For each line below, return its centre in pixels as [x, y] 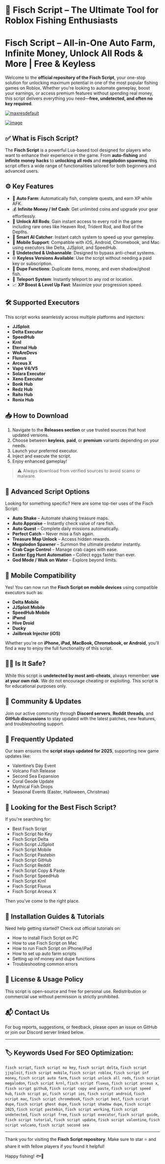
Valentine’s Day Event [34, 766]
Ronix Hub [23, 399]
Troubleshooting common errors [45, 964]
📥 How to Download [37, 415]
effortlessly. [24, 216]
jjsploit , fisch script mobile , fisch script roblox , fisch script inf [77, 1072]
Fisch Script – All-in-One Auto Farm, [80, 43]
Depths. [20, 232]
